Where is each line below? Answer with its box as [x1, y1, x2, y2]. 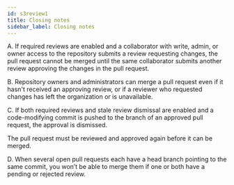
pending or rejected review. [7, 170, 86, 178]
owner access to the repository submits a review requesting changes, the [7, 49, 218, 58]
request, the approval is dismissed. [7, 121, 108, 129]
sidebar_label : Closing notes [7, 23, 95, 30]
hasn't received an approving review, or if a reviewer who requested [7, 85, 203, 94]
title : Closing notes [7, 17, 70, 24]
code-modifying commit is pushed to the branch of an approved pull [7, 113, 203, 122]
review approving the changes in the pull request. [7, 64, 150, 73]
